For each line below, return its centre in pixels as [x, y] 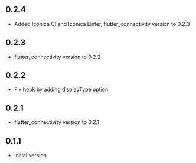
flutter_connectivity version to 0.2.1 [57, 122]
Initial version [30, 155]
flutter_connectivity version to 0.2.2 [57, 57]
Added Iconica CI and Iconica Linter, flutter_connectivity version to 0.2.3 [102, 24]
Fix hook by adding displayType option [61, 89]
